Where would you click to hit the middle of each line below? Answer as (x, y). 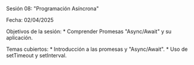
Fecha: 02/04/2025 (30, 20)
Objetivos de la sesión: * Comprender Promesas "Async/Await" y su (89, 31)
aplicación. (20, 38)
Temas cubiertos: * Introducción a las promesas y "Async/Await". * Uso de (97, 49)
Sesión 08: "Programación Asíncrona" (53, 9)
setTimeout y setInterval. (36, 55)
